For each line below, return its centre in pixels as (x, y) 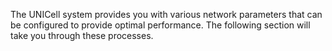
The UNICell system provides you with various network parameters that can (166, 14)
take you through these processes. (82, 35)
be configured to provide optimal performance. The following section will (160, 25)
